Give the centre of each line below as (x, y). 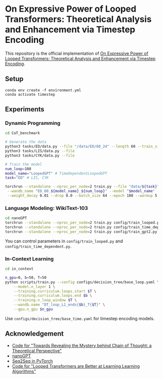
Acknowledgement (34, 334)
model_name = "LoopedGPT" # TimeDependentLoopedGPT (56, 173)
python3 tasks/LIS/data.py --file (40, 151)
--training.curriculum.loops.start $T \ (55, 291)
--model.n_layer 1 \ (34, 287)
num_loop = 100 (18, 169)
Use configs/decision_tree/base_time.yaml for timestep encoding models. (80, 318)
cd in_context (19, 269)
